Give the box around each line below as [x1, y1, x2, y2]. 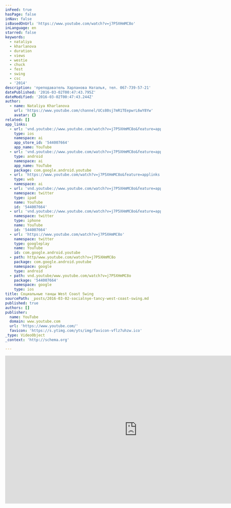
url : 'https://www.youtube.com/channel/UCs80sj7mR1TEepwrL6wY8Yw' [14, 108, 154, 113]
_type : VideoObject [5, 333, 45, 338]
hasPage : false [5, 12, 37, 17]
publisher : [5, 310, 28, 315]
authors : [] [5, 305, 30, 310]
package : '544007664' [14, 278, 58, 283]
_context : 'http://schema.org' [5, 337, 70, 342]
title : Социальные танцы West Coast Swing [5, 291, 94, 296]
